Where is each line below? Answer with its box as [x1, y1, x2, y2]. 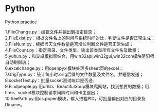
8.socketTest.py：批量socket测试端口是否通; [5, 77, 94, 83]
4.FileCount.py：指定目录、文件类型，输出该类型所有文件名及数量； [5, 47, 141, 53]
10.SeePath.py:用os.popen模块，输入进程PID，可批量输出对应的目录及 [5, 96, 146, 101]
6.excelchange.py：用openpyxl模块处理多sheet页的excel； [5, 65, 124, 71]
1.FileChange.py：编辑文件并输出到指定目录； [5, 29, 97, 34]
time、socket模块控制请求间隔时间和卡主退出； [5, 89, 100, 95]
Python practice [5, 19, 37, 25]
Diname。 [5, 101, 25, 107]
